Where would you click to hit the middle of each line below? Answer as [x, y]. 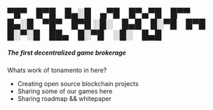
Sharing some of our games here [65, 91]
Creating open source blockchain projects [78, 84]
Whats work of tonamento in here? [57, 70]
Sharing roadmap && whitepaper [64, 99]
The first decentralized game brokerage [67, 53]
